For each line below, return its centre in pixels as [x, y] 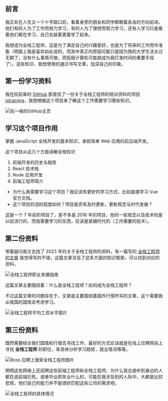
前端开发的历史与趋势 [34, 162]
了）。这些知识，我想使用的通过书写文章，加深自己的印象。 [65, 63]
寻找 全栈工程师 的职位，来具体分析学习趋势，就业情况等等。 [68, 349]
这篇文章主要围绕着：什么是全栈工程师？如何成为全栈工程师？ [69, 285]
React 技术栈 [25, 168]
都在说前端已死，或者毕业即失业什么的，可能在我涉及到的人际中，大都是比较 [84, 377]
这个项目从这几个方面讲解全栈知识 [40, 152]
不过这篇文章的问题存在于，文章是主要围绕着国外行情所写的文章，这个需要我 [84, 296]
